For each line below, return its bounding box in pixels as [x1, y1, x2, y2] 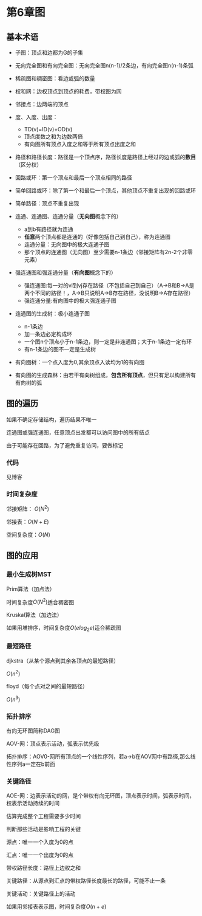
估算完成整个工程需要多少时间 [6, 813, 81, 820]
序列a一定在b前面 [11, 760, 56, 768]
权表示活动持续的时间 [6, 800, 59, 807]
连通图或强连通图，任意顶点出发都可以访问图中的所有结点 [6, 429, 150, 436]
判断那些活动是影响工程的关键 [6, 825, 81, 833]
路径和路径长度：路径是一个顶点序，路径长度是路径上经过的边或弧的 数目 [15, 153, 196, 160]
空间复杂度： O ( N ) [6, 531, 50, 539]
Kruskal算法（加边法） [6, 611, 62, 619]
